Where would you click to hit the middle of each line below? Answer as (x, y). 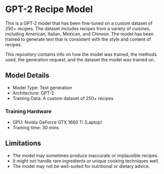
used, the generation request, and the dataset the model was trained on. (80, 59)
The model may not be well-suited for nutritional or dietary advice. (81, 166)
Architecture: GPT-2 (33, 93)
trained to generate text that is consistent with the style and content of (78, 39)
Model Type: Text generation (42, 88)
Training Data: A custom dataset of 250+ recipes (63, 98)
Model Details (27, 76)
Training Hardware (28, 111)
